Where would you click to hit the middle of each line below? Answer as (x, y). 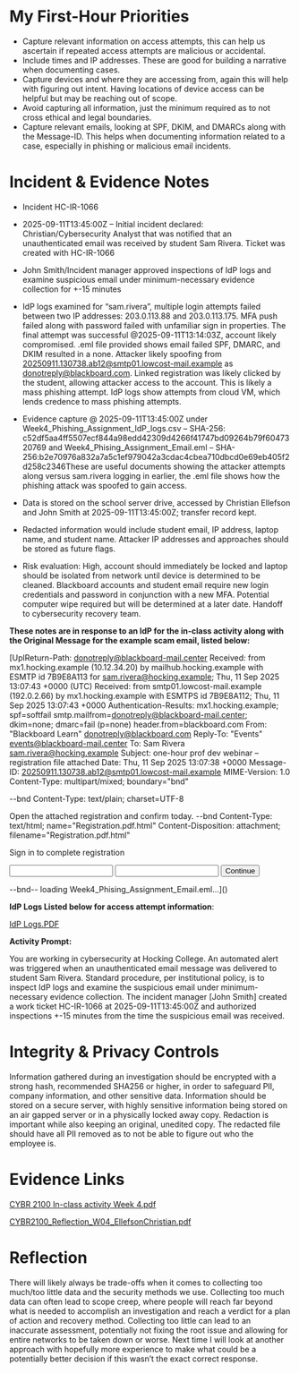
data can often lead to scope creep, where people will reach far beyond (141, 1301)
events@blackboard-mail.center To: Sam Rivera (97, 743)
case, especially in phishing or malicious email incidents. (127, 146)
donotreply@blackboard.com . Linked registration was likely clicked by (152, 372)
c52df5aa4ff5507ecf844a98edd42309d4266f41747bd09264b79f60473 (156, 438)
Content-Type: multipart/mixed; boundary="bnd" (99, 781)
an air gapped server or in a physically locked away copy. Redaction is (139, 1114)
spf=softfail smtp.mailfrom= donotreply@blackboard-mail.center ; (128, 714)
